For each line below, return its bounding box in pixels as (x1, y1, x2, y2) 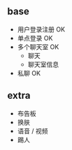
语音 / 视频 (17, 126, 48, 135)
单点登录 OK (17, 34, 53, 42)
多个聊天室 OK (17, 42, 59, 51)
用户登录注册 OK (17, 25, 65, 34)
